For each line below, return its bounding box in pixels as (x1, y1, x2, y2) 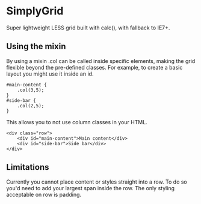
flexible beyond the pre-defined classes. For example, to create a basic (6, 64, 183, 71)
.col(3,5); (17, 87, 45, 93)
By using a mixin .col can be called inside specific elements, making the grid (6, 57, 196, 64)
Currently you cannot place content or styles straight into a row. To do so (6, 178, 188, 185)
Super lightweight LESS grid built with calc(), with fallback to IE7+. (6, 24, 170, 31)
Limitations (6, 162, 49, 172)
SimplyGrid (6, 4, 64, 18)
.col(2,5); (17, 103, 45, 109)
